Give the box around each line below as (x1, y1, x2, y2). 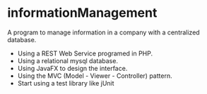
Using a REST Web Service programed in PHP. (17, 49, 153, 58)
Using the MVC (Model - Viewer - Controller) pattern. (17, 72, 172, 80)
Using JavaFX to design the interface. (17, 64, 128, 72)
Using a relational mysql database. (17, 56, 119, 65)
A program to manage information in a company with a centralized (7, 28, 200, 36)
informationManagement (7, 5, 158, 21)
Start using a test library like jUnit (17, 79, 114, 87)
